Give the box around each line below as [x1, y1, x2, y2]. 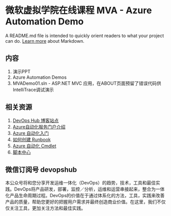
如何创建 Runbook [12, 136, 51, 142]
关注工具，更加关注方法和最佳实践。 [9, 205, 85, 211]
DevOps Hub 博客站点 [12, 117, 59, 124]
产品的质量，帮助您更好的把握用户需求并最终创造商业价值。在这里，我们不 [5, 199, 161, 205]
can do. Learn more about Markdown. [5, 38, 85, 44]
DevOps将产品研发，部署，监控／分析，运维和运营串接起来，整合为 [14, 186, 156, 192]
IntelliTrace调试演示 [12, 86, 54, 92]
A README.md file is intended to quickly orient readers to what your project [5, 33, 164, 39]
